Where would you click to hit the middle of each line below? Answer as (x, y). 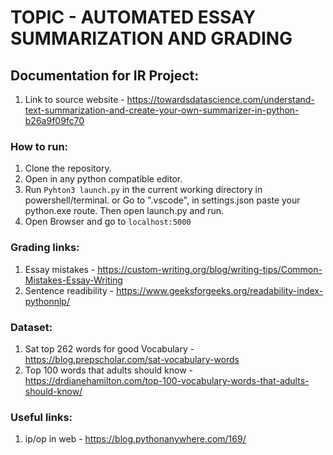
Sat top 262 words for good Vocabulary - (109, 348)
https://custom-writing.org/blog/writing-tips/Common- (210, 269)
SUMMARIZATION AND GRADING (151, 38)
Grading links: (45, 248)
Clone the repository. (68, 168)
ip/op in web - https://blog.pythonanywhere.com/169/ (135, 439)
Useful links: (41, 417)
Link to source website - (74, 99)
